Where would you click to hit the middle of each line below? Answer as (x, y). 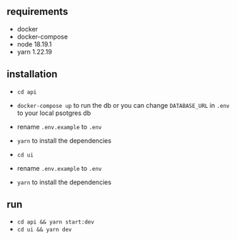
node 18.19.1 (34, 44)
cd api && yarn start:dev (55, 222)
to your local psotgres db (54, 113)
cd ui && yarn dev (44, 230)
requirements (37, 12)
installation (32, 74)
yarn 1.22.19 (35, 51)
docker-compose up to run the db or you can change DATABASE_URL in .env (123, 105)
